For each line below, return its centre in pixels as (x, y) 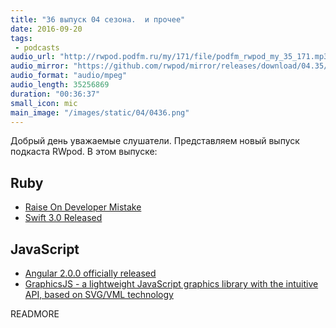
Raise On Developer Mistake (83, 207)
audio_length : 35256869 (60, 85)
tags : (21, 38)
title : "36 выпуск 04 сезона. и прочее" (98, 19)
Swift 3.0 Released (63, 218)
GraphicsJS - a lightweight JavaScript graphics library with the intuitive (171, 284)
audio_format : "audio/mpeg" (69, 76)
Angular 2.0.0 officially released (90, 273)
